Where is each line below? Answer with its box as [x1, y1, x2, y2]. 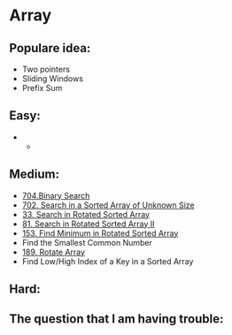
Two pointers [21, 64, 71, 74]
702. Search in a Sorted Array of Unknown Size [21, 200, 195, 210]
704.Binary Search [21, 190, 90, 201]
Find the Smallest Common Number [21, 237, 152, 247]
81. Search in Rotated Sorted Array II [21, 218, 155, 229]
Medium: [9, 167, 60, 182]
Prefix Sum [21, 83, 63, 93]
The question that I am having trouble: [9, 311, 224, 327]
